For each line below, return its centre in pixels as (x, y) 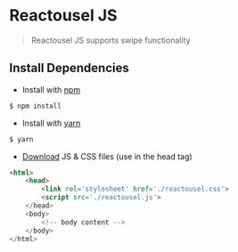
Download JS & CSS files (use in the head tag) (107, 156)
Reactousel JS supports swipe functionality (111, 40)
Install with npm (51, 89)
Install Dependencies (69, 68)
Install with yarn (51, 123)
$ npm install (36, 106)
